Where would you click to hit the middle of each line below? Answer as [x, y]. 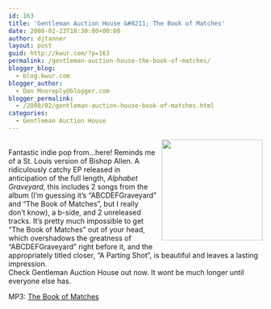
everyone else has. [40, 281]
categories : [28, 114]
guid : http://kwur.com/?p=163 [59, 53]
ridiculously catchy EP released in [65, 169]
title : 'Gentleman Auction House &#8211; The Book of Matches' [117, 23]
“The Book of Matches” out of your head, [77, 229]
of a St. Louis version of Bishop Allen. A [74, 161]
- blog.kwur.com [43, 76]
